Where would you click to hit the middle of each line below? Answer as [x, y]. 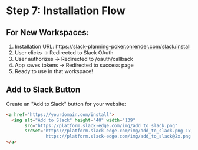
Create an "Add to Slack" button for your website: [66, 104]
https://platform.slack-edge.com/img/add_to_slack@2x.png [118, 137]
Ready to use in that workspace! [54, 71]
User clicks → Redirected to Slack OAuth [64, 53]
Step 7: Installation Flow [66, 11]
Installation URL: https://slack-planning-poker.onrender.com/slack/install [103, 46]
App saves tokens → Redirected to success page [74, 65]
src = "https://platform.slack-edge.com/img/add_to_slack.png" [101, 125]
